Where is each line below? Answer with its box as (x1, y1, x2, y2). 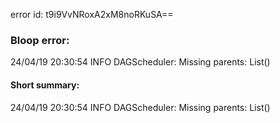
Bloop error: (10, 33, 70, 47)
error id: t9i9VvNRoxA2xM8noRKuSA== (10, 9, 174, 20)
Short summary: (10, 79, 80, 91)
